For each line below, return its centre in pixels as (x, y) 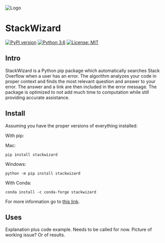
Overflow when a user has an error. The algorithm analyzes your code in (81, 76)
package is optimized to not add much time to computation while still (77, 92)
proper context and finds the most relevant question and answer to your (80, 81)
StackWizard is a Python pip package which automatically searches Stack (82, 71)
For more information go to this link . (43, 201)
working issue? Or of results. (35, 235)
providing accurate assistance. (37, 97)
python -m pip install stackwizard (43, 173)
